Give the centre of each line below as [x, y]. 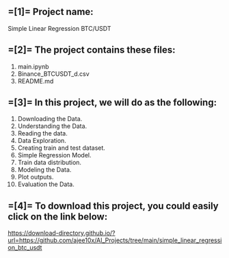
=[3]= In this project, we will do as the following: [112, 103]
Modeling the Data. [44, 170]
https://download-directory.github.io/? [62, 233]
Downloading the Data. [50, 119]
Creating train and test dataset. [61, 148]
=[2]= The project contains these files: [92, 50]
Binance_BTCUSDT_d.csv [53, 74]
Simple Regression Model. [54, 155]
